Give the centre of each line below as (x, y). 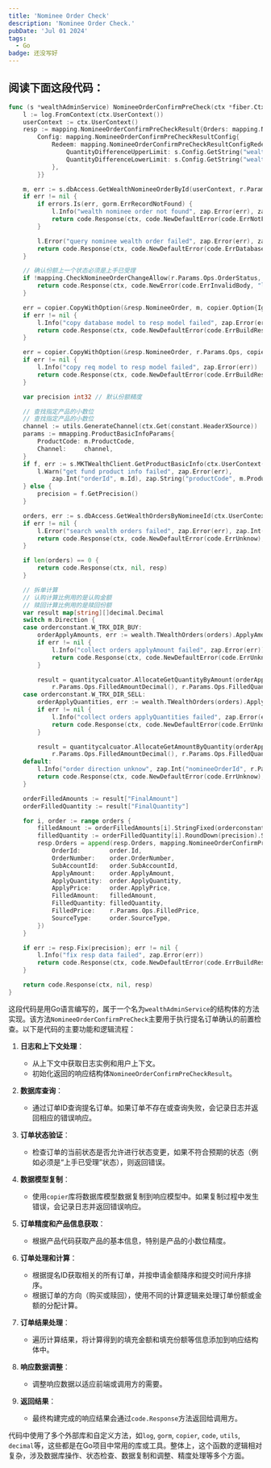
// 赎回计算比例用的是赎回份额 (67, 605)
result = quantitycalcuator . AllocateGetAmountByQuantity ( (137, 747)
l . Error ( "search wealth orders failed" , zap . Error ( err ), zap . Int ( (151, 531)
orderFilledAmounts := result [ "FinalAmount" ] (101, 799)
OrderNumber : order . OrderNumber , (113, 858)
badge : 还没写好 (33, 53)
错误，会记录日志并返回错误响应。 (89, 1206)
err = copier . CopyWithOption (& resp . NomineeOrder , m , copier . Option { (140, 307)
